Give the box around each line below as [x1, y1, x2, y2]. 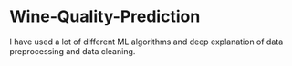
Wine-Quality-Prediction [9, 6, 201, 27]
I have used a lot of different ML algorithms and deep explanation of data [9, 36, 284, 47]
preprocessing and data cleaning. [9, 45, 136, 56]
